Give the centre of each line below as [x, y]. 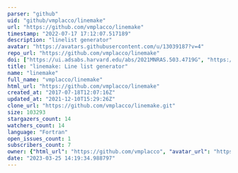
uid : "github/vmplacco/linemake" [57, 20]
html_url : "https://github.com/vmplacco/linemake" [84, 86]
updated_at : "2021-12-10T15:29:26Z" [61, 100]
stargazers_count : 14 [39, 119]
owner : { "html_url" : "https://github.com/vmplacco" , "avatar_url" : [109, 152]
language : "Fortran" [38, 132]
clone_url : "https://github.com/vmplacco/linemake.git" [91, 106]
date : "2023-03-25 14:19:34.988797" [61, 159]
